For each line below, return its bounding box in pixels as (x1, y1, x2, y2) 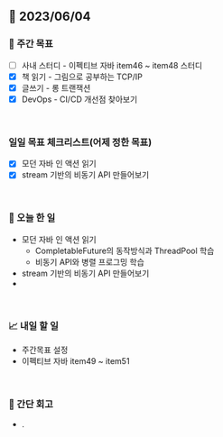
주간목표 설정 (21, 344, 69, 355)
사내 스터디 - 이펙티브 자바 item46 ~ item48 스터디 (21, 59, 203, 70)
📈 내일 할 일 (8, 319, 60, 332)
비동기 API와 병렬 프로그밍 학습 (34, 256, 145, 267)
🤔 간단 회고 (8, 397, 53, 410)
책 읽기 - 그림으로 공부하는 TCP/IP (21, 71, 144, 82)
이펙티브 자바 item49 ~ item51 (21, 355, 130, 366)
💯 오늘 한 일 (8, 212, 56, 224)
